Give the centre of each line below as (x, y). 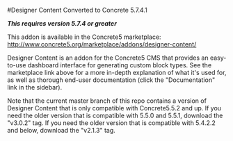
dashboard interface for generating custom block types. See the (120, 65)
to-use (17, 65)
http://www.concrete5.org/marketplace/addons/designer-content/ (102, 44)
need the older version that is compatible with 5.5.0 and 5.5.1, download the (115, 115)
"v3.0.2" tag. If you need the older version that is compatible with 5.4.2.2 (111, 123)
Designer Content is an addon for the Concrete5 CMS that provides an (108, 58)
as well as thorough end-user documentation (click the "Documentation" (111, 80)
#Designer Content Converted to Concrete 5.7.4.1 (77, 10)
